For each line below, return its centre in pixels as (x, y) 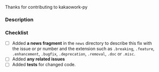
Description (19, 19)
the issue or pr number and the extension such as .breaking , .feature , (83, 49)
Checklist (17, 33)
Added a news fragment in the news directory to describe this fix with (82, 43)
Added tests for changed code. (44, 65)
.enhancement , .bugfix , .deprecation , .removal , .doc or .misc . (74, 54)
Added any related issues (38, 59)
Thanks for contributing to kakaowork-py (46, 7)
